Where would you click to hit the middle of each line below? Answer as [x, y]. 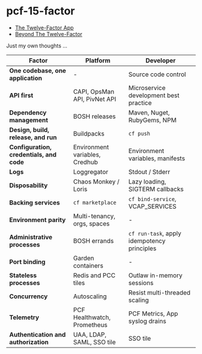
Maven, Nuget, [149, 112]
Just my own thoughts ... [37, 46]
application [26, 78]
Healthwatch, [92, 317]
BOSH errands [93, 241]
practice [140, 103]
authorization [29, 342]
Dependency [28, 112]
